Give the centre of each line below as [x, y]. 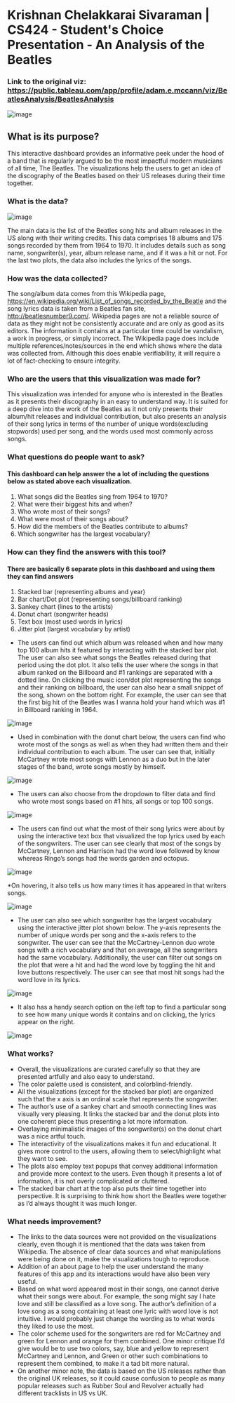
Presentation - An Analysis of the [106, 45]
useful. [27, 1282]
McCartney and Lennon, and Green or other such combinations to [113, 1356]
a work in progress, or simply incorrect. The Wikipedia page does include [113, 338]
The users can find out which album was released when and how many [120, 643]
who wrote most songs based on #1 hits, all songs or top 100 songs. [115, 801]
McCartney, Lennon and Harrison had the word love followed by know [118, 851]
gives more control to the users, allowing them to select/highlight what [119, 1151]
